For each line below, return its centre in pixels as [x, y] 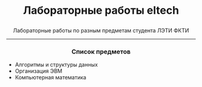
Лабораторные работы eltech [101, 10]
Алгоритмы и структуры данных [56, 65]
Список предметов [101, 52]
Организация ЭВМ [38, 71]
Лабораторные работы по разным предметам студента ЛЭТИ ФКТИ [101, 31]
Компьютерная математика [50, 77]
